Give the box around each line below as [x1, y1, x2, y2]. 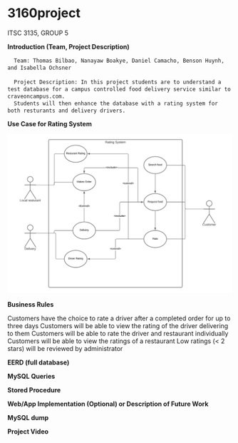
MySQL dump [7, 413, 49, 422]
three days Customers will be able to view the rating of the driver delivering [7, 321, 229, 330]
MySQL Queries [7, 372, 56, 380]
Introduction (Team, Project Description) [7, 42, 130, 51]
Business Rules [7, 300, 54, 308]
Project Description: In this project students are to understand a [14, 78, 222, 86]
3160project [7, 5, 81, 21]
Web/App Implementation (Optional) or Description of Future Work [7, 399, 209, 408]
